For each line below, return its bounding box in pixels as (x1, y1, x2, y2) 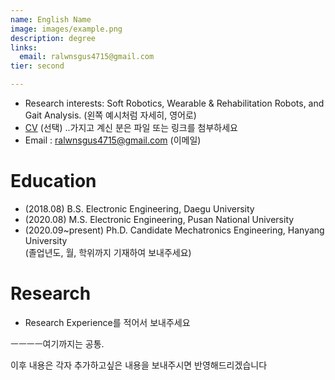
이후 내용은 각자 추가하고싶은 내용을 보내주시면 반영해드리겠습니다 (10, 359, 268, 371)
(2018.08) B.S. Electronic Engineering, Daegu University (24, 202, 255, 215)
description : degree (10, 33, 97, 43)
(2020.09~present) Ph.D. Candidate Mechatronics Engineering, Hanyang (24, 224, 325, 236)
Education (10, 170, 97, 193)
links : (10, 42, 38, 53)
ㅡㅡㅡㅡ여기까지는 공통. (10, 337, 105, 350)
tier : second (10, 61, 65, 71)
